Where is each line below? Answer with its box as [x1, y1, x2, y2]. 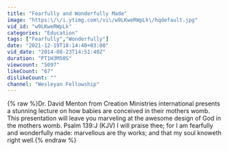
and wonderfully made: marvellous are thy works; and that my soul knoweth [7, 129, 222, 137]
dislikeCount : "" [7, 74, 57, 81]
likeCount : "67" [7, 68, 54, 74]
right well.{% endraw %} [7, 136, 77, 145]
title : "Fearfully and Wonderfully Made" [7, 10, 128, 17]
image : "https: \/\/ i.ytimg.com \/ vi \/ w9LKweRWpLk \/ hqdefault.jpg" [7, 17, 198, 23]
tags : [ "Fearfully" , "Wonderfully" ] [7, 36, 109, 43]
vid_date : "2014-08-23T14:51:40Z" [7, 49, 106, 56]
